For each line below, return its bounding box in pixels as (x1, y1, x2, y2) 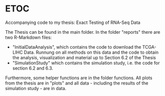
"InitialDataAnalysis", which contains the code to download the (12, 44, 142, 50)
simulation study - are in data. (5, 85, 66, 91)
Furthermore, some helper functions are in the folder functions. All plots (5, 75, 153, 81)
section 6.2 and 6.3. (12, 65, 53, 71)
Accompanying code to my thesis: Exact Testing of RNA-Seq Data (5, 19, 141, 25)
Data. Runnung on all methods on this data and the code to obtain (24, 49, 159, 55)
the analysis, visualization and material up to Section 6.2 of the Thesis (12, 54, 156, 60)
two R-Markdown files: (5, 34, 52, 40)
